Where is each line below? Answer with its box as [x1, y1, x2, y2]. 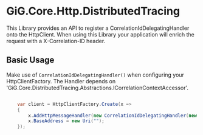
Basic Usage [6, 55, 55, 65]
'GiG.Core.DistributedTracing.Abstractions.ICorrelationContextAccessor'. [6, 84, 189, 91]
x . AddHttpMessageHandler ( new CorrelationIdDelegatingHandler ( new [28, 112, 198, 119]
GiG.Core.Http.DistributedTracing [6, 4, 181, 18]
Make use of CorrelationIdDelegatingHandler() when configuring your [6, 71, 184, 78]
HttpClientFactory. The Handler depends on [6, 77, 116, 85]
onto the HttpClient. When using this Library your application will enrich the [6, 30, 194, 38]
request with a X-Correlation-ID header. [6, 37, 106, 44]
